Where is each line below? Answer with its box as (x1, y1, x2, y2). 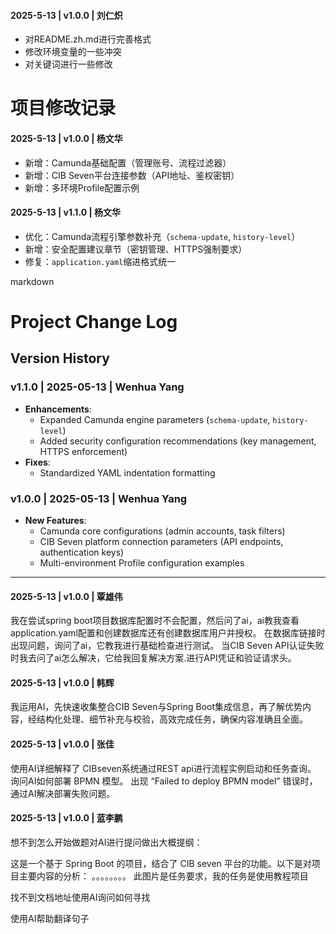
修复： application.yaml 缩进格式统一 (24, 255, 177, 267)
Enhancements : (24, 403, 92, 415)
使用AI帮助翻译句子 (10, 912, 90, 924)
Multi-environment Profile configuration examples (39, 556, 245, 569)
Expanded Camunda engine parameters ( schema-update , (39, 413, 271, 425)
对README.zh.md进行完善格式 (24, 33, 152, 45)
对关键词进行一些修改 (24, 58, 113, 70)
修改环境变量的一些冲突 (24, 46, 122, 58)
